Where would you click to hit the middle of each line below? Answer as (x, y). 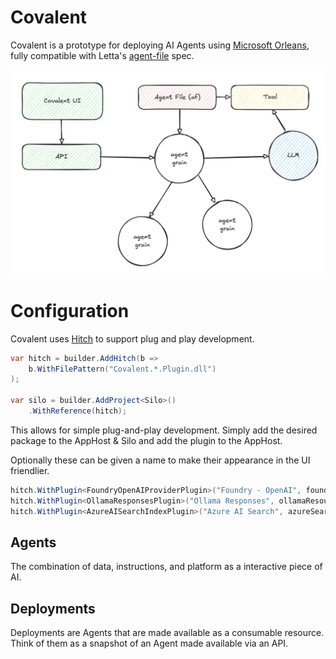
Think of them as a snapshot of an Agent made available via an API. (149, 643)
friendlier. (30, 470)
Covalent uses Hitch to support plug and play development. (132, 338)
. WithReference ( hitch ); (78, 411)
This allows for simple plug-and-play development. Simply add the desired (164, 430)
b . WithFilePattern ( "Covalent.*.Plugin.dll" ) (122, 369)
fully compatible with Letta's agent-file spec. (102, 55)
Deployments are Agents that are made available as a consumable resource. (167, 633)
